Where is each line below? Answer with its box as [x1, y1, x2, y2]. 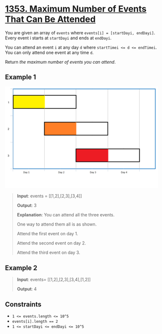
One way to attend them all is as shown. [16, 221, 97, 227]
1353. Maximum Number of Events [5, 3, 147, 15]
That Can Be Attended [5, 14, 96, 25]
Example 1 [5, 73, 36, 81]
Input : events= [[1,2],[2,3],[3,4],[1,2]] [16, 277, 91, 282]
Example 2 [5, 264, 37, 272]
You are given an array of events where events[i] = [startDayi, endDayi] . [5, 30, 155, 35]
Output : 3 [16, 203, 37, 209]
